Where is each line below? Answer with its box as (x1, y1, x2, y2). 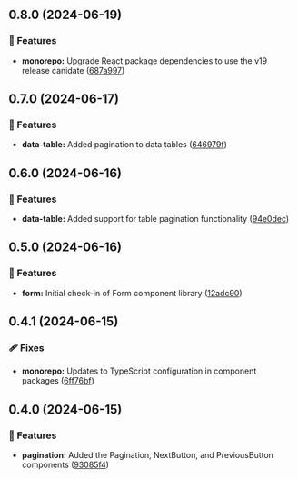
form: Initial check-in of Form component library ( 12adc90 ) (21, 287, 243, 298)
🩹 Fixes (8, 342, 45, 354)
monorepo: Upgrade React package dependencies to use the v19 (21, 55, 268, 66)
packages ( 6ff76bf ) (21, 375, 94, 386)
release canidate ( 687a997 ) (21, 65, 125, 75)
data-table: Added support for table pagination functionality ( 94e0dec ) (21, 214, 290, 225)
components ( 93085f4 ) (21, 459, 110, 471)
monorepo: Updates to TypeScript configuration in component (21, 365, 257, 376)
